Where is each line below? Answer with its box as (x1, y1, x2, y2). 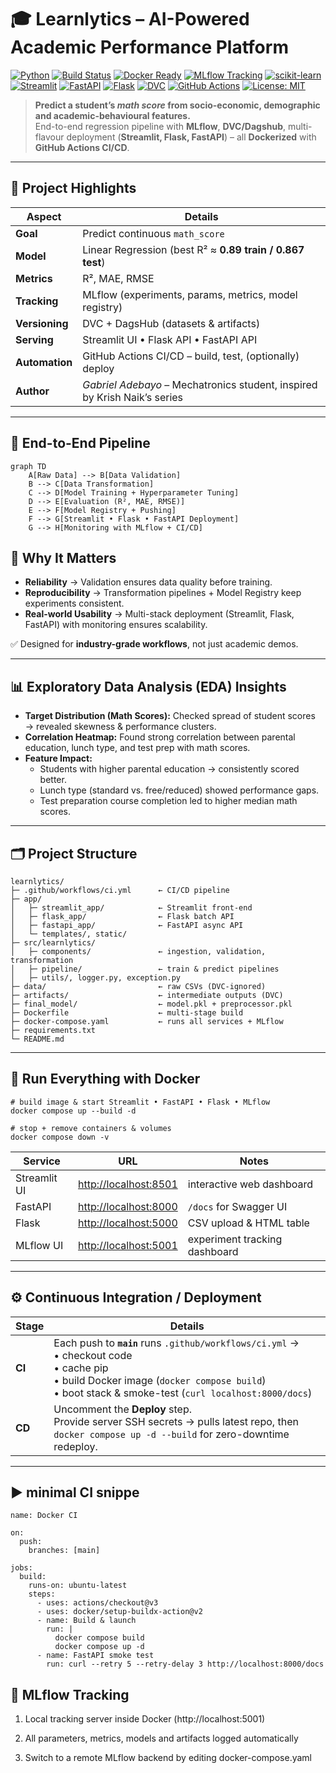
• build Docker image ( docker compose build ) (53, 1373, 267, 1387)
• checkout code (53, 1348, 133, 1362)
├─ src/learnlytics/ (10, 938, 97, 948)
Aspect (26, 209, 62, 223)
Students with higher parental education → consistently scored (39, 763, 300, 775)
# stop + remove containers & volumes (10, 1123, 172, 1133)
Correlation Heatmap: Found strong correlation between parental (24, 731, 296, 743)
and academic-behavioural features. (34, 109, 191, 121)
